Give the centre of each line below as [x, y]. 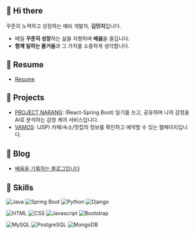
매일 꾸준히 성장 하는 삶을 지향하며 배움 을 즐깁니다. [72, 38]
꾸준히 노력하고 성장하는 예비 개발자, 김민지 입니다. [64, 26]
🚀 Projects [25, 98]
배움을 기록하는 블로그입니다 [47, 168]
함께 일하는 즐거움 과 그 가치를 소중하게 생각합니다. [72, 45]
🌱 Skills [20, 188]
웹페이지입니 [173, 127]
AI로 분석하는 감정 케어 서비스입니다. [57, 120]
